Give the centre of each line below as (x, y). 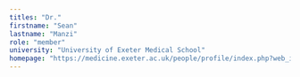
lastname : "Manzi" (43, 34)
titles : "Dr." (36, 17)
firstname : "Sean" (43, 26)
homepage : (28, 58)
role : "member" (37, 42)
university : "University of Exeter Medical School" (107, 50)
